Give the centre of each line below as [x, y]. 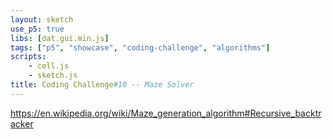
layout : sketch [42, 19]
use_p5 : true [37, 29]
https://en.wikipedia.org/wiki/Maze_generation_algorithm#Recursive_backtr [166, 113]
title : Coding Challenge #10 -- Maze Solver [102, 85]
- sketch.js [53, 76]
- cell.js [49, 66]
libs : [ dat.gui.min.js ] [60, 38]
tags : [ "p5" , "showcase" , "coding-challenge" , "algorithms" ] [140, 47]
